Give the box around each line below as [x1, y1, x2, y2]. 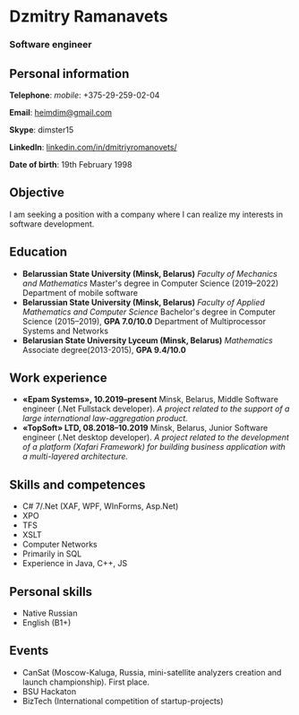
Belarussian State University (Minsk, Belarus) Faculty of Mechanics [21, 268, 278, 279]
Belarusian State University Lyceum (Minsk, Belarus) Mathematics [21, 334, 273, 346]
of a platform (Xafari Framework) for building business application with [21, 442, 286, 452]
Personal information [9, 65, 130, 82]
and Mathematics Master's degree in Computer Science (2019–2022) [21, 278, 279, 289]
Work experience [9, 370, 107, 385]
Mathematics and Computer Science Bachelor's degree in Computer [21, 306, 276, 317]
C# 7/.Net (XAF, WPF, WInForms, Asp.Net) [21, 501, 179, 512]
